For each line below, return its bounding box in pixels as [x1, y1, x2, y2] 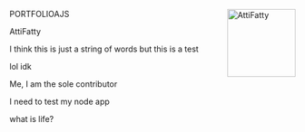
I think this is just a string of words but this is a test [9, 43, 200, 54]
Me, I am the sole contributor [9, 79, 118, 90]
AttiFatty [9, 26, 42, 36]
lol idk [9, 61, 32, 71]
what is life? [9, 114, 54, 124]
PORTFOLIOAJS [9, 9, 70, 19]
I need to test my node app [9, 96, 111, 107]
